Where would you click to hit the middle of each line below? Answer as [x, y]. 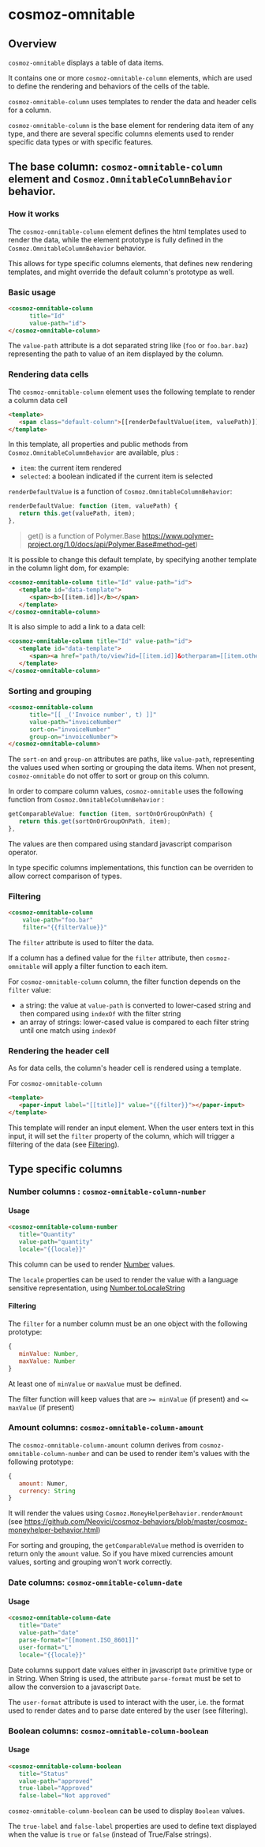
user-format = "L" [45, 1647]
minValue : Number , [49, 1353]
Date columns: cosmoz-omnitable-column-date [95, 1582]
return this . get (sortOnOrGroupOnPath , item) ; [95, 822]
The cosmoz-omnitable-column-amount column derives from [103, 1445]
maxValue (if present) [41, 1407]
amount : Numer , [43, 1483]
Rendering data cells [49, 374]
